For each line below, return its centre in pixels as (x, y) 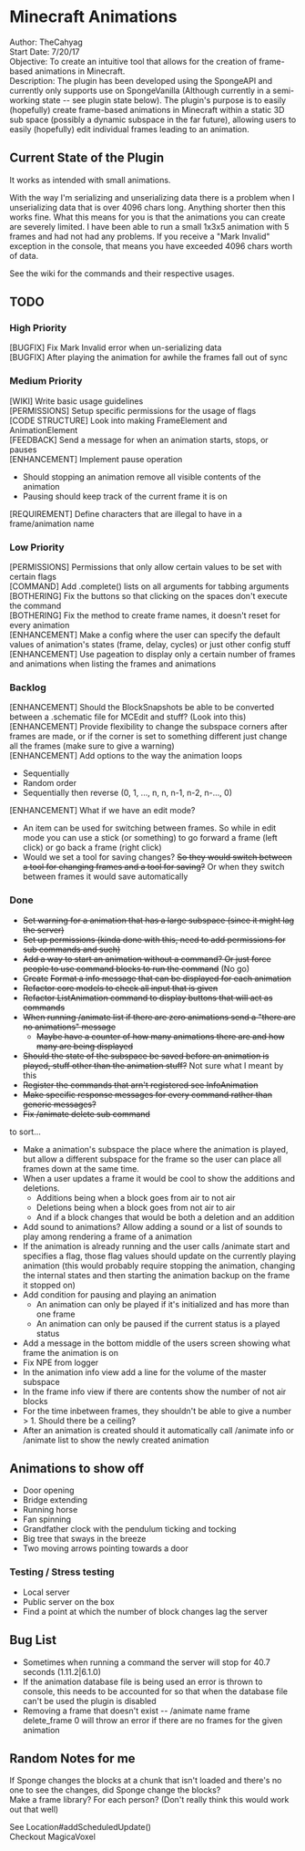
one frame (56, 1314)
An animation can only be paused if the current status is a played (158, 1323)
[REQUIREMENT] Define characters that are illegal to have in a (126, 513)
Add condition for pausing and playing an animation (119, 1294)
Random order (50, 783)
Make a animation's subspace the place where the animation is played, (155, 1149)
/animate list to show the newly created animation (116, 1440)
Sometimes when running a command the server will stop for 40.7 (146, 1662)
